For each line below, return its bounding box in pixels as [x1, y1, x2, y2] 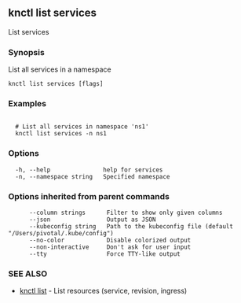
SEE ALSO [8, 268, 48, 279]
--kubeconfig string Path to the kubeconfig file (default [28, 223, 234, 231]
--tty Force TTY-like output [28, 250, 181, 258]
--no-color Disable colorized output [28, 236, 192, 244]
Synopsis [8, 46, 45, 57]
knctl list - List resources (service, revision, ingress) [19, 286, 188, 296]
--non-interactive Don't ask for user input [28, 243, 192, 251]
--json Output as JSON [28, 216, 156, 224]
